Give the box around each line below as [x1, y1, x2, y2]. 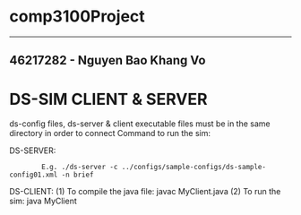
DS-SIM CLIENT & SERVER [9, 89, 208, 109]
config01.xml [9, 170, 58, 180]
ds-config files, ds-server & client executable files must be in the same [9, 118, 271, 129]
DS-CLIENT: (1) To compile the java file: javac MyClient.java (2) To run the [9, 186, 281, 197]
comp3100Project [9, 6, 145, 27]
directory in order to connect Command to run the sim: [9, 128, 211, 139]
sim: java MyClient [9, 195, 78, 207]
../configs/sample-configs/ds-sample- [121, 163, 267, 172]
